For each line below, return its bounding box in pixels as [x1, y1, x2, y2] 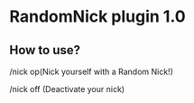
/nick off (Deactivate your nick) [9, 84, 125, 94]
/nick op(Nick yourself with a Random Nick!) [9, 66, 173, 77]
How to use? [9, 42, 81, 58]
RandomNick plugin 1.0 [9, 6, 187, 27]
